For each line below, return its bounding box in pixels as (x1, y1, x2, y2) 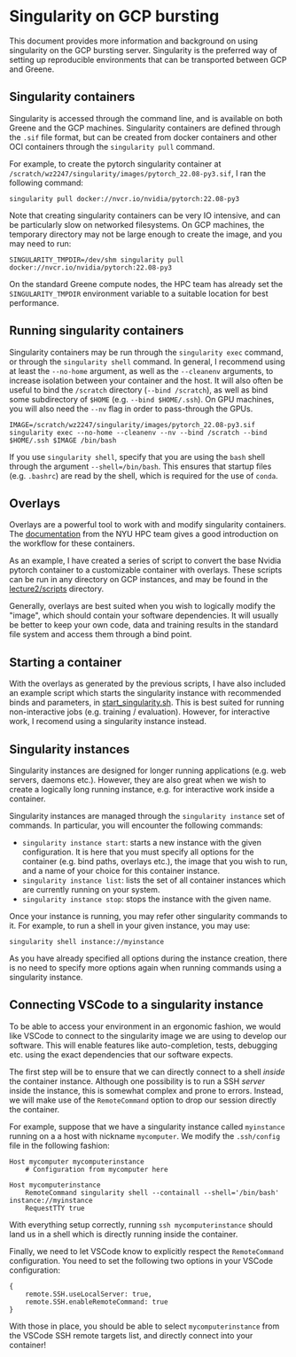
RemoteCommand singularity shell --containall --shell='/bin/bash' (25, 1188, 279, 1197)
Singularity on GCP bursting (9, 6, 220, 27)
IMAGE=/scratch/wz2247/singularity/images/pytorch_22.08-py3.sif (9, 420, 255, 429)
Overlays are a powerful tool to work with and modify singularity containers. (9, 519, 286, 530)
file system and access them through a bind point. (9, 629, 192, 640)
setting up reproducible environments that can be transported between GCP (9, 54, 287, 65)
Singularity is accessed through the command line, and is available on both (9, 113, 284, 123)
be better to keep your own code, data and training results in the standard (9, 620, 279, 630)
